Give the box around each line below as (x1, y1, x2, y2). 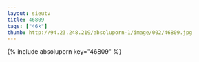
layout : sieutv (7, 10, 51, 17)
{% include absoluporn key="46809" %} (7, 48, 122, 56)
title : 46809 (7, 16, 45, 23)
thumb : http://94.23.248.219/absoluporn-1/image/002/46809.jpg (7, 29, 193, 36)
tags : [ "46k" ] (7, 22, 48, 29)
